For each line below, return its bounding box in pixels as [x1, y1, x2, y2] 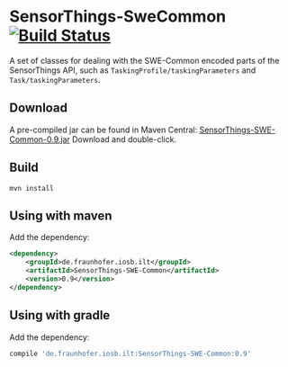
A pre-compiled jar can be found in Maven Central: [9, 124, 198, 135]
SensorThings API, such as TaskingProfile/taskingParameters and [9, 65, 256, 76]
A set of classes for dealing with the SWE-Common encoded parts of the [9, 55, 280, 66]
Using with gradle [9, 308, 111, 323]
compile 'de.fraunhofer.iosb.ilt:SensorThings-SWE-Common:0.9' [9, 349, 252, 358]
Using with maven [9, 208, 112, 223]
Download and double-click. [71, 133, 177, 145]
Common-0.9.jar [9, 133, 70, 145]
